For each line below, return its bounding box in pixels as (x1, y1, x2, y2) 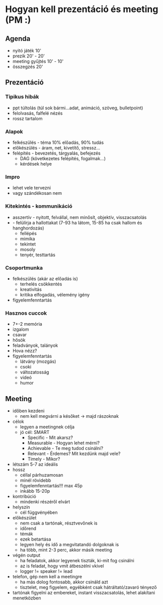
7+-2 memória (12, 321, 43, 327)
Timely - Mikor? (27, 456, 60, 462)
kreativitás (20, 286, 42, 292)
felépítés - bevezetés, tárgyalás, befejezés (12, 150, 101, 156)
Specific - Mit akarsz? (27, 434, 73, 440)
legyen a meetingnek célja (20, 424, 74, 430)
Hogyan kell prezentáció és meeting (5, 4, 158, 15)
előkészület (12, 514, 37, 520)
